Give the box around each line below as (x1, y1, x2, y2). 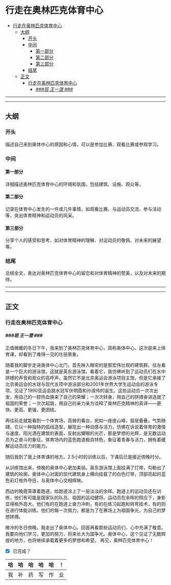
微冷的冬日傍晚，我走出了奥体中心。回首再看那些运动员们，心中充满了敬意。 (5, 524, 166, 530)
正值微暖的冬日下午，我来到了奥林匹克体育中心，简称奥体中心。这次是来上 (5, 344, 161, 351)
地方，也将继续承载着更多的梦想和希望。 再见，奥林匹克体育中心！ (14, 537, 154, 543)
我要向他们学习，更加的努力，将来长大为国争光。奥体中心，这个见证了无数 (5, 530, 161, 537)
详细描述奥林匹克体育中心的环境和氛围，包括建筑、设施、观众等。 (5, 181, 144, 187)
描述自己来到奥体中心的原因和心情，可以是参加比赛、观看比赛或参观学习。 (5, 141, 161, 147)
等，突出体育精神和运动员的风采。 (5, 212, 77, 218)
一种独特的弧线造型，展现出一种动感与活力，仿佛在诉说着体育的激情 (22, 423, 166, 430)
